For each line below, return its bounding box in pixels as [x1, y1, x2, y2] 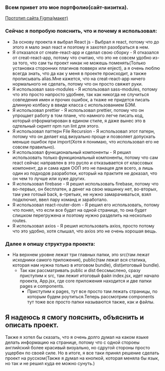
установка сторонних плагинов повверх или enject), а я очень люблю [12, 65, 160, 71]
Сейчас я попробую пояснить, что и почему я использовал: [5, 28, 158, 35]
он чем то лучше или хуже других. [12, 175, 86, 182]
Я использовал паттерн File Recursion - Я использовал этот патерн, [12, 128, 155, 134]
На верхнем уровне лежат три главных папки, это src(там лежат [12, 251, 150, 257]
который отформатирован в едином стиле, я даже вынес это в [12, 118, 146, 124]
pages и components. [19, 283, 64, 289]
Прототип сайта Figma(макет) [5, 15, 68, 21]
